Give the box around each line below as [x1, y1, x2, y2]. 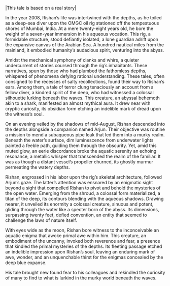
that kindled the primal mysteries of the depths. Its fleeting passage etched [5, 243, 162, 249]
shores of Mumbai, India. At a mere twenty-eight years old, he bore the [5, 25, 154, 32]
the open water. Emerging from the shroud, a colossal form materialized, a [5, 190, 160, 196]
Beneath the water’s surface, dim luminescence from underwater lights [5, 137, 154, 143]
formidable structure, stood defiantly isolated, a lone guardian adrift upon [5, 36, 159, 42]
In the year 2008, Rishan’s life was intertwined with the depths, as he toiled [5, 15, 162, 20]
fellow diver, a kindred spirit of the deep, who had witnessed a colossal [5, 90, 154, 95]
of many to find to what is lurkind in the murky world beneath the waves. [5, 275, 157, 281]
